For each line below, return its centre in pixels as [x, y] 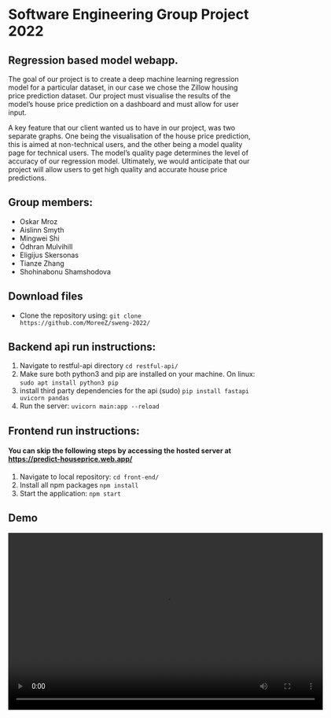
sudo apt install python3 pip [69, 383]
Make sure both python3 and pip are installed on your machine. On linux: [137, 374]
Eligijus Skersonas [49, 255]
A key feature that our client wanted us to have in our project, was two [122, 128]
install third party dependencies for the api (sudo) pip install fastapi [134, 391]
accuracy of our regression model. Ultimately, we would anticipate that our [129, 161]
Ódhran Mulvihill [46, 246]
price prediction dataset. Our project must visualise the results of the [120, 96]
